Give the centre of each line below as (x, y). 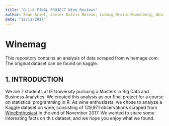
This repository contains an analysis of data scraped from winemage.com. (82, 58)
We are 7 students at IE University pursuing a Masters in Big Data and (77, 92)
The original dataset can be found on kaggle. (52, 64)
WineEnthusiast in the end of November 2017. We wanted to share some (80, 113)
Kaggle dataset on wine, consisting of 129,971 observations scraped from (81, 108)
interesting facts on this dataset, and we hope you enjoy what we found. (80, 118)
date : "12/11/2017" (26, 19)
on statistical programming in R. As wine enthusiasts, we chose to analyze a (84, 102)
